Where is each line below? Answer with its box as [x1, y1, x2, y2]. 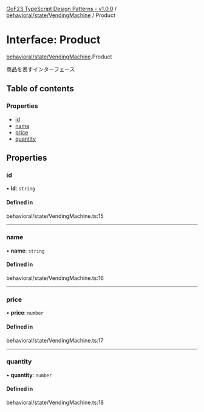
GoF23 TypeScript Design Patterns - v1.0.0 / [6, 5, 117, 12]
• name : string [6, 246, 45, 254]
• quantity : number [6, 371, 52, 379]
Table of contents [6, 83, 74, 94]
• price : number [6, 309, 44, 316]
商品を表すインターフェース [6, 65, 75, 72]
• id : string [6, 185, 35, 192]
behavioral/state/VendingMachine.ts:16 [6, 274, 104, 282]
